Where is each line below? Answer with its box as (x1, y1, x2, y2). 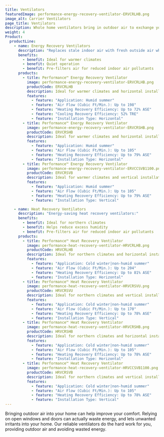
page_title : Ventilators (5, 21, 56, 26)
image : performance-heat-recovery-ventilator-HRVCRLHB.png (26, 243, 150, 248)
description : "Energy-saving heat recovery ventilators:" (18, 211, 139, 216)
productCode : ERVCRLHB (26, 84, 73, 89)
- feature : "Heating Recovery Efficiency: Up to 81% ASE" (31, 270, 152, 275)
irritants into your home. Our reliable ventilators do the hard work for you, (5, 421, 152, 427)
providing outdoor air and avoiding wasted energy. (5, 426, 106, 432)
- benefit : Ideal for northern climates (22, 220, 106, 225)
